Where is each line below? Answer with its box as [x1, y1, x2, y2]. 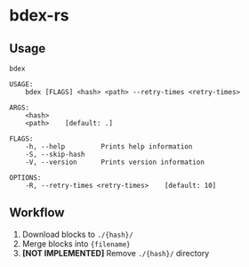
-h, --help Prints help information [25, 142, 193, 151]
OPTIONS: [9, 174, 42, 182]
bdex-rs [9, 5, 69, 26]
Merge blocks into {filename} [21, 238, 131, 249]
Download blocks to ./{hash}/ [21, 229, 133, 239]
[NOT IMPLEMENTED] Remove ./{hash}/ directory [21, 247, 210, 258]
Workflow [9, 206, 65, 221]
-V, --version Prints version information [25, 158, 205, 166]
